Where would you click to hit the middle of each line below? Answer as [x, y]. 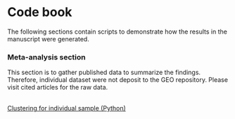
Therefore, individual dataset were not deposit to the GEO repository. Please [118, 80]
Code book [40, 12]
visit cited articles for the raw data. [58, 87]
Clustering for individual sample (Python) [67, 108]
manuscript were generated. [48, 38]
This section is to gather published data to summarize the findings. [104, 72]
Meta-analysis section [46, 57]
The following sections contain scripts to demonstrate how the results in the [117, 31]
